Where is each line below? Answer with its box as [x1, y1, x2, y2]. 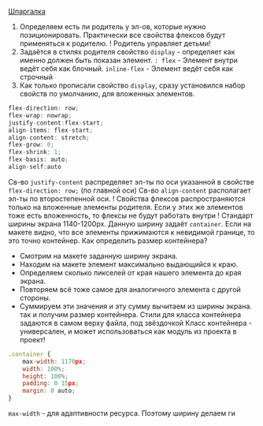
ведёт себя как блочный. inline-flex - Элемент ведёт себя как [19, 64, 234, 73]
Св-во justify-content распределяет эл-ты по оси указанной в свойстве [8, 177, 254, 186]
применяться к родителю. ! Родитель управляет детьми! [19, 39, 211, 48]
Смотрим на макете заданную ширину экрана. [19, 251, 178, 260]
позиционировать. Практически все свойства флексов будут [19, 31, 226, 39]
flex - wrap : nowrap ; [8, 111, 72, 119]
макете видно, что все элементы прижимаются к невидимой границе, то [8, 227, 255, 237]
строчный [19, 73, 54, 81]
